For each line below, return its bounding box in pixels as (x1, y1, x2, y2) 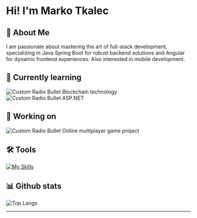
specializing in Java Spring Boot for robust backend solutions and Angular (6, 49, 185, 56)
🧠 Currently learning (6, 72, 82, 83)
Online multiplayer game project (62, 127, 140, 134)
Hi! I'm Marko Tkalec (6, 4, 109, 18)
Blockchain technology (62, 88, 117, 95)
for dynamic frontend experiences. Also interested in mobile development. (6, 56, 186, 62)
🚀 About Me (6, 28, 50, 38)
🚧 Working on (6, 112, 57, 122)
